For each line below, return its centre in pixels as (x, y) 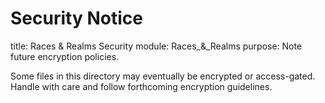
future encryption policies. (65, 56)
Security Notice (76, 18)
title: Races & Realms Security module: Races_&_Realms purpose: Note (156, 46)
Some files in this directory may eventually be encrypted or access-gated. (163, 76)
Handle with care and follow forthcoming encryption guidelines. (141, 86)
